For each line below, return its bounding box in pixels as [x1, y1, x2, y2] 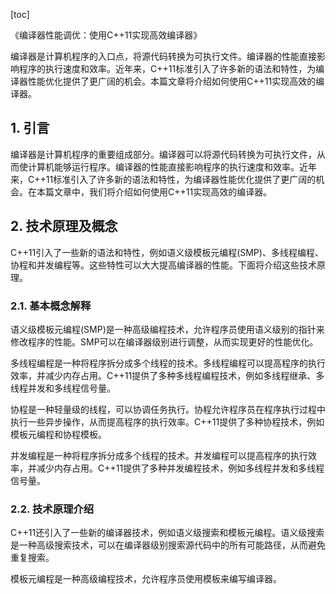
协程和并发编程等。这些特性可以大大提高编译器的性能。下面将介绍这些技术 [10, 259, 317, 271]
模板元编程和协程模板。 [10, 428, 107, 440]
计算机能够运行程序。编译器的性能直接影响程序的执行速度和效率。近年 [27, 160, 317, 173]
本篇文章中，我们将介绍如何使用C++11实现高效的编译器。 [36, 185, 273, 198]
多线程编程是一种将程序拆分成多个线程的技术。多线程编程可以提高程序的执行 [10, 357, 326, 369]
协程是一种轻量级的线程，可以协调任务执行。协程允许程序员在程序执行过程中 [10, 403, 326, 415]
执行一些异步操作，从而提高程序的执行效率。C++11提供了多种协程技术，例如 [10, 415, 325, 428]
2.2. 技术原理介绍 [10, 502, 95, 516]
